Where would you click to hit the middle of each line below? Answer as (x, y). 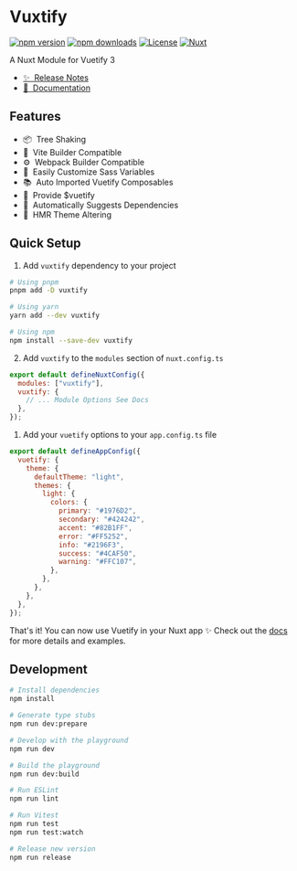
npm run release (40, 857)
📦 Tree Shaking (54, 139)
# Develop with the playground (69, 740)
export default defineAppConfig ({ (75, 451)
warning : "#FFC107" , (97, 562)
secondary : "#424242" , (101, 520)
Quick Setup (45, 244)
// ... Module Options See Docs (87, 400)
